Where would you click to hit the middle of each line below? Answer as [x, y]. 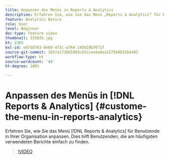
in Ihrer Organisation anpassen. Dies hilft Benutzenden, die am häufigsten [81, 136]
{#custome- [121, 106]
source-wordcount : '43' [30, 62]
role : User [17, 24]
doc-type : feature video [31, 33]
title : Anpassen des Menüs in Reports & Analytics [59, 10]
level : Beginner [22, 29]
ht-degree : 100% [22, 66]
